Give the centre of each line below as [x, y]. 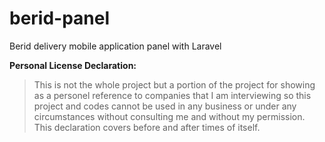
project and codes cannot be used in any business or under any [165, 106]
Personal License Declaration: [73, 65]
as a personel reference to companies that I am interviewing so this [172, 95]
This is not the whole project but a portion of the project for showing [174, 84]
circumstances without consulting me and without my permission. [169, 116]
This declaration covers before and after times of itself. [147, 127]
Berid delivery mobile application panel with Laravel [115, 46]
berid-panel [60, 18]
